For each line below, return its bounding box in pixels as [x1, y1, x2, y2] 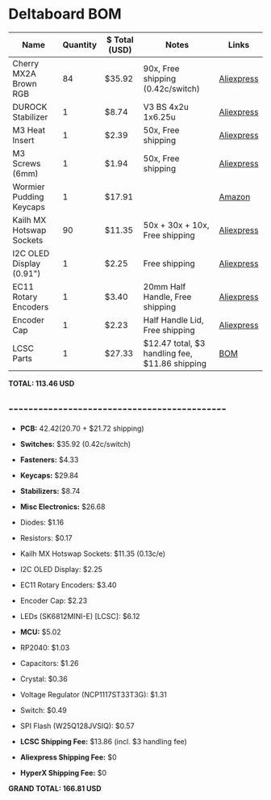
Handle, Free [143, 291, 192, 302]
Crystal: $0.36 [19, 674, 69, 684]
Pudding [12, 191, 44, 202]
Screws [12, 158, 41, 169]
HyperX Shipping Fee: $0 [19, 768, 107, 777]
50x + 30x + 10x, [143, 219, 210, 230]
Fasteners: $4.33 [19, 454, 79, 465]
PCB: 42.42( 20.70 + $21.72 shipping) [19, 423, 144, 433]
